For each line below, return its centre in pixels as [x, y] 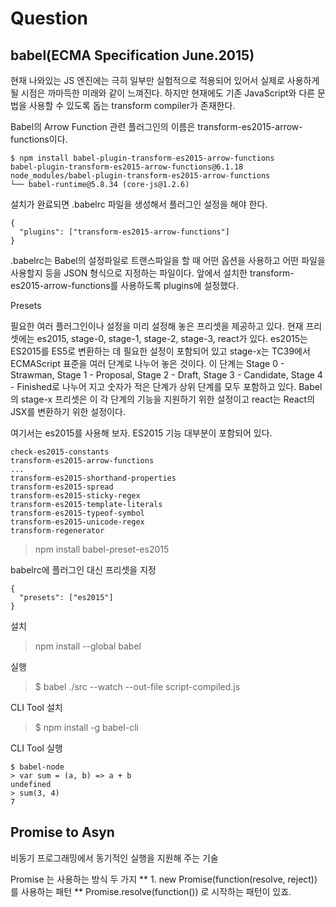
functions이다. [39, 139]
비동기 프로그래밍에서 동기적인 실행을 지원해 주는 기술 [114, 858]
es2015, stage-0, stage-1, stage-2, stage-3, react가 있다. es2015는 [172, 338]
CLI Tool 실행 [36, 748]
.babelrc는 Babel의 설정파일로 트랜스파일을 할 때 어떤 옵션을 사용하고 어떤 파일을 [168, 260]
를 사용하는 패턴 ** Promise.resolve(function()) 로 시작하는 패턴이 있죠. [151, 891]
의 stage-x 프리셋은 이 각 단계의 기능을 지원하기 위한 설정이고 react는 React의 [163, 399]
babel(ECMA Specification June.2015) [132, 55]
